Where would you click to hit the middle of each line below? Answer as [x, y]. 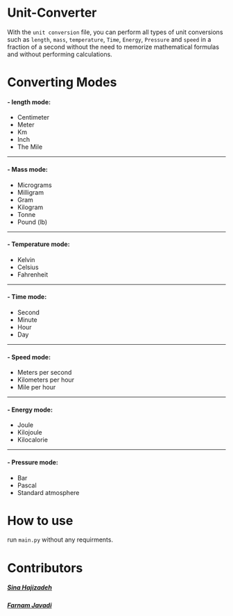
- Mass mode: [28, 169]
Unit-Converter [52, 13]
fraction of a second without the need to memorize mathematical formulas [113, 47]
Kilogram [30, 207]
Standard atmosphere [48, 492]
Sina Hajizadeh [30, 587]
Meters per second [44, 373]
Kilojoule [30, 432]
